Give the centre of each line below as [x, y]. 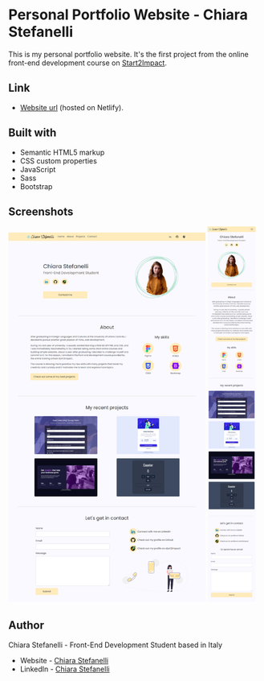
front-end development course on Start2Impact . [87, 63]
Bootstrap [36, 186]
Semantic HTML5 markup [62, 152]
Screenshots [41, 211]
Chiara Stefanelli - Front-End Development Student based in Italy [116, 645]
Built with [32, 133]
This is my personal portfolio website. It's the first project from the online [128, 54]
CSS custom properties [59, 161]
